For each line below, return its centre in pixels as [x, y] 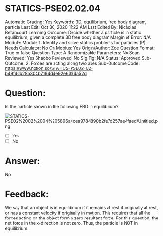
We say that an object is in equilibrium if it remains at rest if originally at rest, [81, 207]
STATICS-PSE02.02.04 [53, 8]
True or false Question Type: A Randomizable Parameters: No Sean [72, 53]
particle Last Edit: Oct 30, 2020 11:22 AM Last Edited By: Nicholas [71, 27]
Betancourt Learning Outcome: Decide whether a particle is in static [73, 32]
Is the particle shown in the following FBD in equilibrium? [62, 106]
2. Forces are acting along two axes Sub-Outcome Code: [83, 63]
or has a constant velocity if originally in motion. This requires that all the [78, 213]
